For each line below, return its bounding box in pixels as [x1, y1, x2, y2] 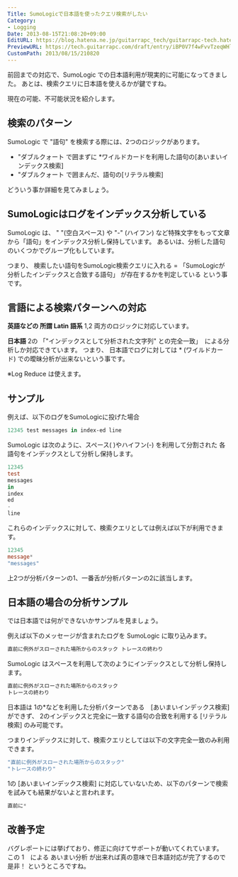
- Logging [7, 23, 37, 31]
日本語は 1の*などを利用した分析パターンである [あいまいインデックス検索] [7, 703, 230, 712]
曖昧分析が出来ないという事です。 [30, 354, 129, 363]
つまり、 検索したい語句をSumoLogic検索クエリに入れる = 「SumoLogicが [7, 261, 225, 270]
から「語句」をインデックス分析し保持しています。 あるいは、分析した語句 [7, 237, 225, 246]
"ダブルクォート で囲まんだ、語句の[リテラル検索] [17, 170, 164, 178]
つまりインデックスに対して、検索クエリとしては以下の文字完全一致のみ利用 [7, 736, 230, 744]
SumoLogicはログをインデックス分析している [7, 208, 207, 220]
